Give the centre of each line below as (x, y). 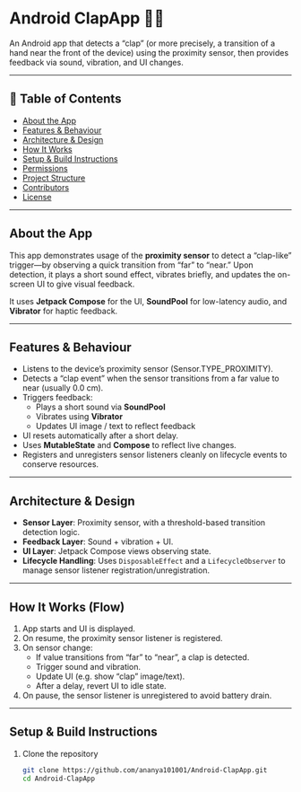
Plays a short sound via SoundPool (100, 407)
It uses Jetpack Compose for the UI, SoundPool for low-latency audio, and (148, 301)
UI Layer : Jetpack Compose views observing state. (117, 551)
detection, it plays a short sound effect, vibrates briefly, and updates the (142, 274)
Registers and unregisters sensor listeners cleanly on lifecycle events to (155, 455)
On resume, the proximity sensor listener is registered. (122, 638)
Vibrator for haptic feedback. (64, 311)
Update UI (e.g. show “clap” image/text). (110, 676)
